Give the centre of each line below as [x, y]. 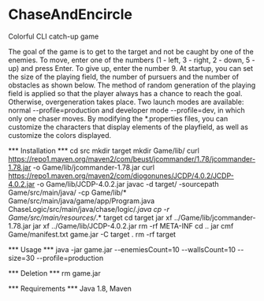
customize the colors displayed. [60, 135]
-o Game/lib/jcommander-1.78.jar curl [94, 167]
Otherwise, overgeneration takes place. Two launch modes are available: [126, 102]
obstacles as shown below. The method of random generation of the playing [132, 85]
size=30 [22, 258]
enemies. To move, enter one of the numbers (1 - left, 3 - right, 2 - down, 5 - [132, 60]
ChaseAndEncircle [70, 15]
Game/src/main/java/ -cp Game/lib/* [67, 192]
